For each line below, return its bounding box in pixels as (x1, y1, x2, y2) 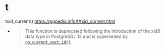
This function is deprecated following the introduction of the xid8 (25, 28, 160, 34)
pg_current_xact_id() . (25, 38, 72, 44)
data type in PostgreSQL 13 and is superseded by (25, 33, 128, 39)
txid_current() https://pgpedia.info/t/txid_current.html (5, 18, 116, 24)
